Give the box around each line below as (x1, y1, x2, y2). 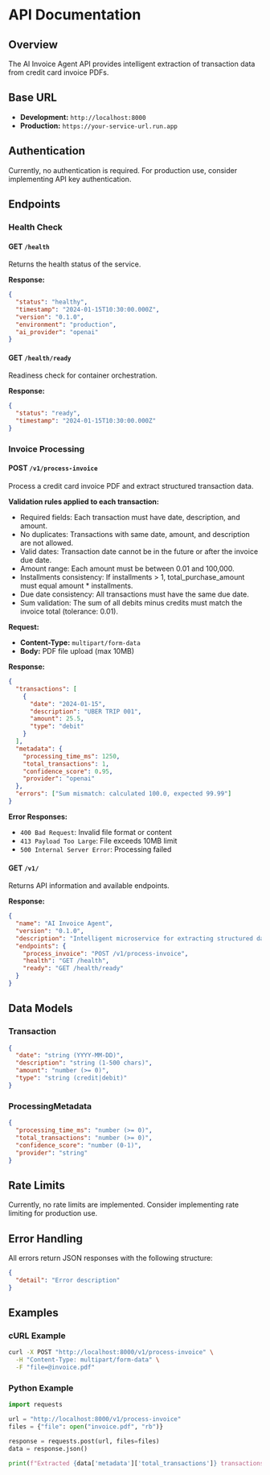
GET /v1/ (8, 863, 39, 873)
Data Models (8, 1002, 73, 1015)
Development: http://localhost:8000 (19, 112, 146, 122)
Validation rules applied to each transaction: (8, 497, 159, 506)
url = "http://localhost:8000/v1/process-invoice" (8, 1415, 182, 1423)
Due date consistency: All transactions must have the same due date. (19, 589, 249, 599)
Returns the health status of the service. (8, 259, 141, 269)
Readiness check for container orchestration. (8, 370, 158, 380)
